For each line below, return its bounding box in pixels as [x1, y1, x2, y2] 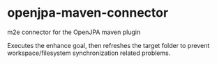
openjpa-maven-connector [7, 5, 169, 21]
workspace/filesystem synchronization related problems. [7, 49, 171, 57]
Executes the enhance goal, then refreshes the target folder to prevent [7, 41, 210, 49]
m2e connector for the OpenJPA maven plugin [7, 28, 141, 36]
